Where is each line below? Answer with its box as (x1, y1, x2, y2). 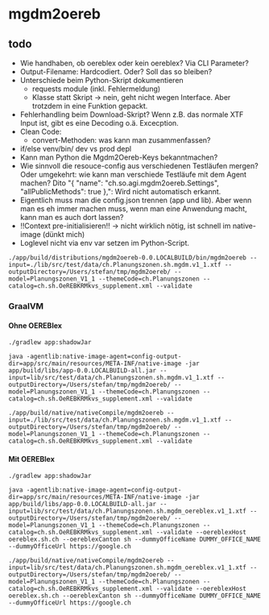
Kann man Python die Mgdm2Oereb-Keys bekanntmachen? (19, 152, 218, 162)
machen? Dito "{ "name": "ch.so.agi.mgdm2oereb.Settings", (19, 178, 220, 188)
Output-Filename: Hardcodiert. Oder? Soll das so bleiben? (19, 67, 213, 77)
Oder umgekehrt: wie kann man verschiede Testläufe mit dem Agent (19, 170, 247, 179)
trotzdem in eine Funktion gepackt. (31, 102, 148, 110)
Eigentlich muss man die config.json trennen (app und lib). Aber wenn (19, 195, 252, 205)
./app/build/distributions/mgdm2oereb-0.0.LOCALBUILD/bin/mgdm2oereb (8, 254, 247, 262)
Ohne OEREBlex (8, 320, 63, 330)
